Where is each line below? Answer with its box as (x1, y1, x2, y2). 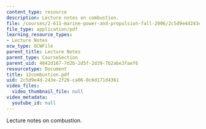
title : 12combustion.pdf (6, 72, 70, 78)
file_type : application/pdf (6, 26, 78, 32)
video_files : (6, 83, 40, 89)
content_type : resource (6, 9, 67, 15)
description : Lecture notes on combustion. (6, 15, 120, 21)
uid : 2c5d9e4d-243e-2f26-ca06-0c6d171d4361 (6, 77, 120, 83)
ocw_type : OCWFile (6, 43, 53, 50)
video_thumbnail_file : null (12, 89, 84, 95)
